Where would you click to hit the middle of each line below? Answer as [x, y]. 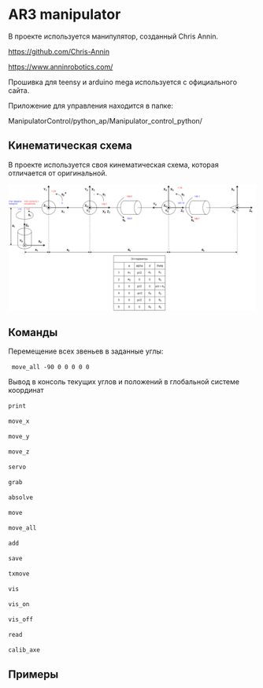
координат [26, 390]
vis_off [21, 620]
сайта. [19, 90]
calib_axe [24, 650]
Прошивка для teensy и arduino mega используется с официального [123, 82]
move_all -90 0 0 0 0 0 [50, 368]
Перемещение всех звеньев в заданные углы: [86, 351]
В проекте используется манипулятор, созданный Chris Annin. [113, 36]
